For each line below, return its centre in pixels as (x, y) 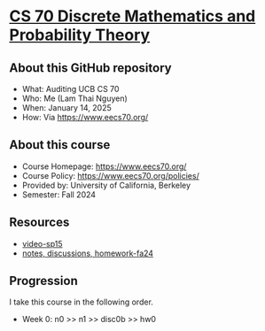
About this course (60, 145)
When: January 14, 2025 (67, 108)
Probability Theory (80, 35)
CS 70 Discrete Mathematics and (132, 16)
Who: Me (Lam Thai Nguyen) (75, 98)
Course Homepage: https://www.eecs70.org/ (104, 166)
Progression (43, 281)
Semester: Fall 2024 (58, 194)
